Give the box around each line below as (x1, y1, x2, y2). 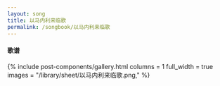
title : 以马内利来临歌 (7, 17, 67, 24)
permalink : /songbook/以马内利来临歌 (7, 23, 110, 30)
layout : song (7, 10, 46, 18)
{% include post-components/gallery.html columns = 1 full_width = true (7, 62, 213, 70)
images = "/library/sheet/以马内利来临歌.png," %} (7, 70, 150, 79)
